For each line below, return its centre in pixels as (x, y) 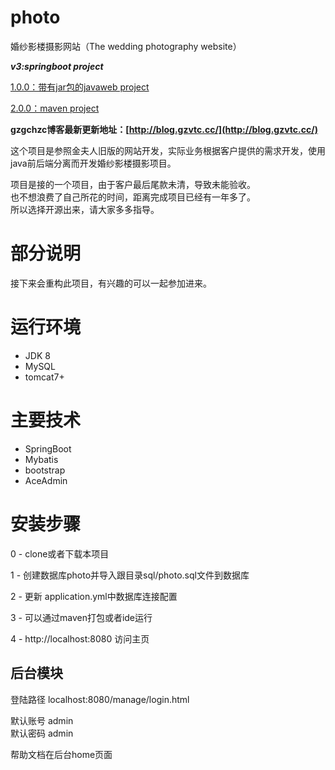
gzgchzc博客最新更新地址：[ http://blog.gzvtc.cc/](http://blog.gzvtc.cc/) (164, 129)
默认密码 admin (42, 733)
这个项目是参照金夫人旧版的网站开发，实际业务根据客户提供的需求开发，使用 (168, 150)
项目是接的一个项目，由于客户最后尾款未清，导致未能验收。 (133, 184)
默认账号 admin (42, 720)
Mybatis (41, 459)
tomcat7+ (44, 377)
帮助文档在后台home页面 (61, 754)
